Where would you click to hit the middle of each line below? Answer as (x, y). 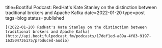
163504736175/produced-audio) (37, 40)
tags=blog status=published (35, 18)
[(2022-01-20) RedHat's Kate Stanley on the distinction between (76, 27)
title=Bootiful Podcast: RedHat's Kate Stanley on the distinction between (81, 7)
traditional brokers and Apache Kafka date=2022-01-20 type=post (75, 13)
